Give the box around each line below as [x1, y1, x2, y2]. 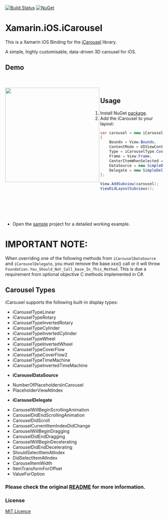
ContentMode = [109, 144, 139, 149]
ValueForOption [12, 471, 45, 477]
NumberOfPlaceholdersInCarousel [12, 382, 84, 388]
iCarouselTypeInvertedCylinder [12, 330, 77, 336]
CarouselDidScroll [12, 417, 50, 423]
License [5, 497, 25, 504]
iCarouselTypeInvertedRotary [12, 319, 74, 325]
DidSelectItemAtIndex [12, 455, 58, 461]
